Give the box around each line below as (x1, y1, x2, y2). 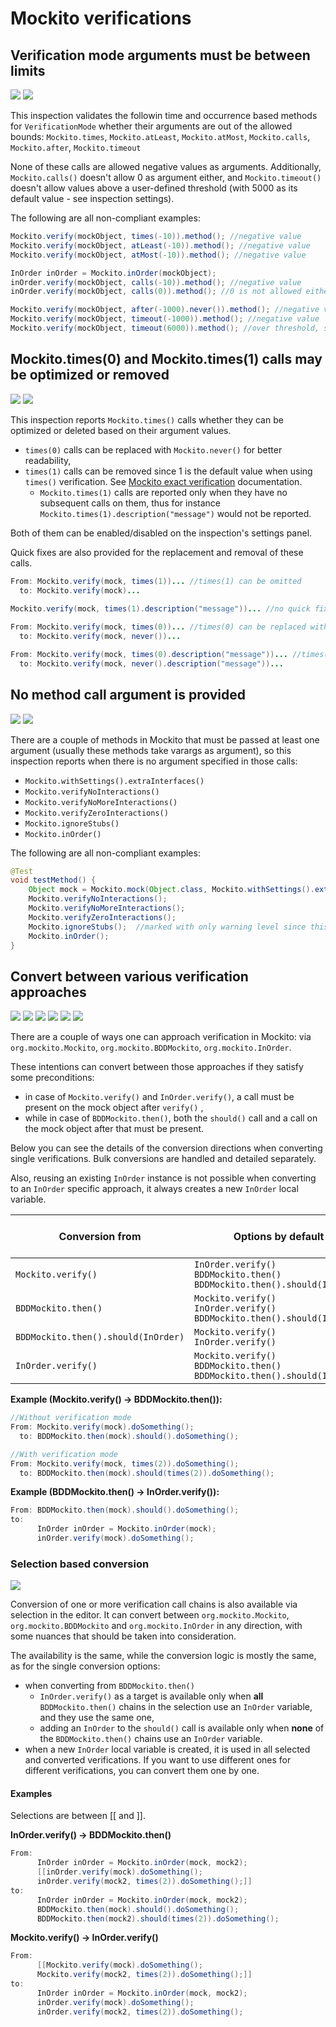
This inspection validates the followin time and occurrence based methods (10, 110, 318, 121)
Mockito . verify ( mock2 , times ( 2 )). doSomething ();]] (36, 1970, 253, 1980)
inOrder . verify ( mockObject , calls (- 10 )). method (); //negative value (10, 277, 302, 287)
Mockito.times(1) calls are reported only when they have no (39, 486, 288, 498)
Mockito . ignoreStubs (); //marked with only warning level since (28, 922, 307, 932)
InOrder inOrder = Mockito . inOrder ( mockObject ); (10, 268, 217, 278)
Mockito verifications (10, 7, 192, 30)
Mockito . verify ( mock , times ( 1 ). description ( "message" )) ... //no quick (10, 604, 311, 614)
